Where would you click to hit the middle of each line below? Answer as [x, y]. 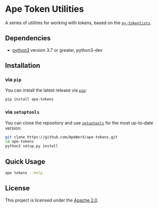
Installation [23, 66]
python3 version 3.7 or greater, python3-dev [57, 50]
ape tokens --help [24, 173]
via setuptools [22, 112]
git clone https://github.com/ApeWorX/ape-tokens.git [62, 137]
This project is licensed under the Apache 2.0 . [52, 200]
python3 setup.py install [32, 146]
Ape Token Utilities [45, 9]
